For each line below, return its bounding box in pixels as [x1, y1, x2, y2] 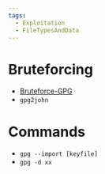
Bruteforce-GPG [19, 86, 73, 96]
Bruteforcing [8, 60, 93, 78]
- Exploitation [15, 19, 66, 27]
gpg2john [19, 96, 49, 104]
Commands [8, 123, 86, 141]
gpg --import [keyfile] [19, 150, 99, 158]
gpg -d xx [19, 159, 53, 167]
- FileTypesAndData [15, 26, 80, 34]
